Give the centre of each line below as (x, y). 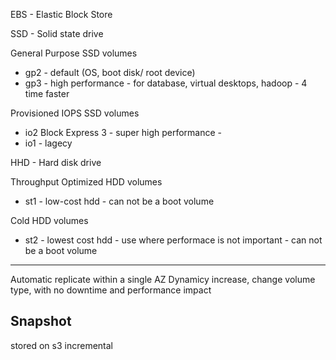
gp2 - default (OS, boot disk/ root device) (110, 72)
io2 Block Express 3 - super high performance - (123, 132)
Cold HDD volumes (49, 220)
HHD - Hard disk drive (56, 162)
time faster (47, 93)
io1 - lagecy (48, 143)
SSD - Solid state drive (57, 33)
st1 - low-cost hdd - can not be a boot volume (119, 201)
